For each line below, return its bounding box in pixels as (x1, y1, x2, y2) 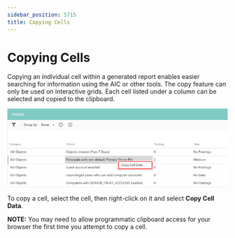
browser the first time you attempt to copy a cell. (7, 223, 148, 231)
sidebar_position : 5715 (7, 11, 77, 18)
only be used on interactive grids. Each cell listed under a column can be (7, 87, 217, 96)
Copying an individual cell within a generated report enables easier (7, 73, 200, 81)
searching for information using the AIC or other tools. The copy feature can (7, 80, 227, 89)
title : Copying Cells (7, 18, 71, 26)
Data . (7, 202, 23, 210)
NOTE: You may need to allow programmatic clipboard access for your (7, 215, 211, 223)
